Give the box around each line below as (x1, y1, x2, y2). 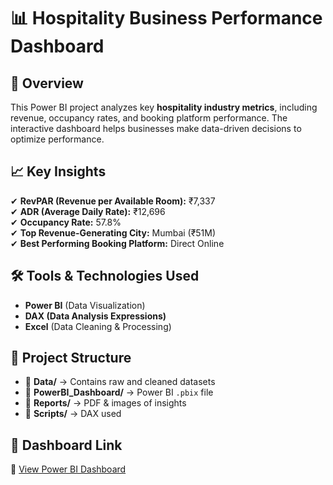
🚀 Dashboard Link (10, 436, 123, 454)
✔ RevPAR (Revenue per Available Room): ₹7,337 (10, 195, 216, 207)
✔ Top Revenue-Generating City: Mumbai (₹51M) (10, 226, 217, 239)
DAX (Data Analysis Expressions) (24, 310, 167, 322)
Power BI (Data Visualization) (24, 299, 146, 311)
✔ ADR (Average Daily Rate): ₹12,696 (10, 205, 166, 217)
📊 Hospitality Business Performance (10, 7, 323, 30)
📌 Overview (10, 75, 84, 92)
